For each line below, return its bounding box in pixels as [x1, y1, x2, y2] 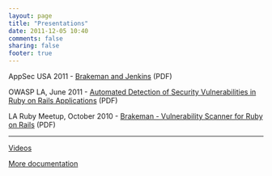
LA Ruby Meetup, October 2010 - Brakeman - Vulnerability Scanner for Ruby [8, 111, 263, 121]
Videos [8, 143, 32, 153]
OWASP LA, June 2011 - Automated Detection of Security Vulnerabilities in [8, 87, 257, 97]
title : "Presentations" [8, 19, 89, 27]
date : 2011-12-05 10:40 [8, 27, 89, 35]
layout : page [8, 11, 53, 20]
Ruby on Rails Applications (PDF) [8, 96, 118, 105]
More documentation [8, 159, 79, 168]
